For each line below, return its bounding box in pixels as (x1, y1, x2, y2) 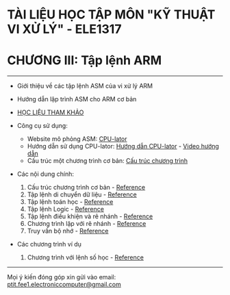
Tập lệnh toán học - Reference (27, 198, 114, 206)
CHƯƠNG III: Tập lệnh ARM (7, 53, 162, 68)
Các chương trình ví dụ (16, 240, 82, 248)
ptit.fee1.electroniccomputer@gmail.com (7, 281, 121, 289)
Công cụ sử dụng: (16, 122, 68, 130)
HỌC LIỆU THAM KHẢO (16, 108, 84, 116)
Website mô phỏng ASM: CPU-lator (27, 135, 128, 143)
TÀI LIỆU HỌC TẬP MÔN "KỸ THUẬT (7, 7, 216, 23)
